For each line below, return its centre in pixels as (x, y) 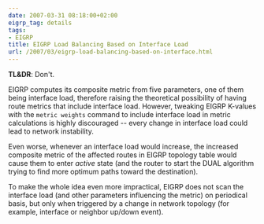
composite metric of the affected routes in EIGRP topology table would (123, 155)
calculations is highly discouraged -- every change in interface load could (128, 123)
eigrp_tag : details (40, 23)
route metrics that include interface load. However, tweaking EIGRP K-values (132, 106)
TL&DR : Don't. (32, 74)
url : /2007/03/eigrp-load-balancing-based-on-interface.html (111, 52)
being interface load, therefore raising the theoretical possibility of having (127, 98)
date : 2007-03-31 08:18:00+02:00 (63, 15)
